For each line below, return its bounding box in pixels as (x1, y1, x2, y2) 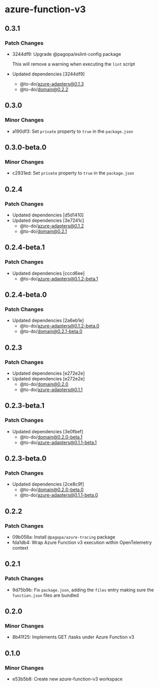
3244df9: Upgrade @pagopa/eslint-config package (12, 51, 121, 57)
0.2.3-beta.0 (5, 454, 47, 463)
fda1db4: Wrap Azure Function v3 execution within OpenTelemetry (12, 539, 152, 545)
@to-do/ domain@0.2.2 (19, 86, 69, 92)
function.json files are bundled (12, 592, 79, 598)
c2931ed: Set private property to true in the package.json (12, 170, 134, 176)
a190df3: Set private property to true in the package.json (12, 128, 133, 134)
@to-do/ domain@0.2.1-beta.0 (19, 328, 83, 334)
